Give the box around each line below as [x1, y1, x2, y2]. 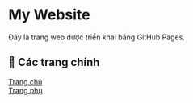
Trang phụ [8, 85, 43, 95]
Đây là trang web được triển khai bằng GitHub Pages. [8, 32, 186, 42]
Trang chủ [8, 76, 43, 86]
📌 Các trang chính [8, 56, 100, 69]
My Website [8, 6, 90, 24]
